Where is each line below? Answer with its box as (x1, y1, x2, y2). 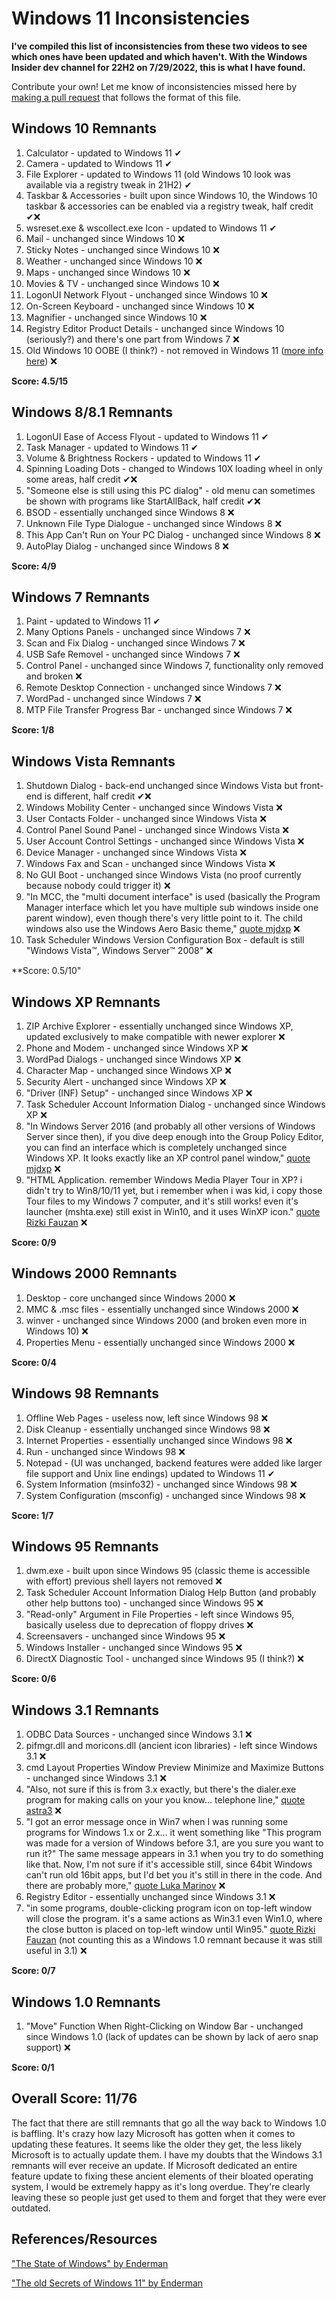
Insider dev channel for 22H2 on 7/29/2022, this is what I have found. (11, 61, 306, 73)
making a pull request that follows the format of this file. (11, 91, 242, 103)
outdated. (11, 2202, 51, 2214)
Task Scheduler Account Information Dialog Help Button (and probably (25, 1587, 317, 1599)
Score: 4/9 (11, 560, 57, 572)
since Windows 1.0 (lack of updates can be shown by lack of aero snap (25, 2031, 319, 2043)
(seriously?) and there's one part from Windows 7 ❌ (25, 333, 240, 345)
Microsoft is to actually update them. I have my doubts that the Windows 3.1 (11, 2148, 323, 2161)
